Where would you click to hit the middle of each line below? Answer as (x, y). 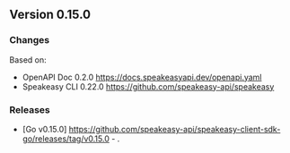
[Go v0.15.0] (44, 129)
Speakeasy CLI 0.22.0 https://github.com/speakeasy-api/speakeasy (148, 86)
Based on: (28, 59)
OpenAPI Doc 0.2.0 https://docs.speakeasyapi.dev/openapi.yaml (142, 77)
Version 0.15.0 (50, 15)
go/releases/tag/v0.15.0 (66, 139)
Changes (30, 40)
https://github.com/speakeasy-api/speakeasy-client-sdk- (175, 129)
